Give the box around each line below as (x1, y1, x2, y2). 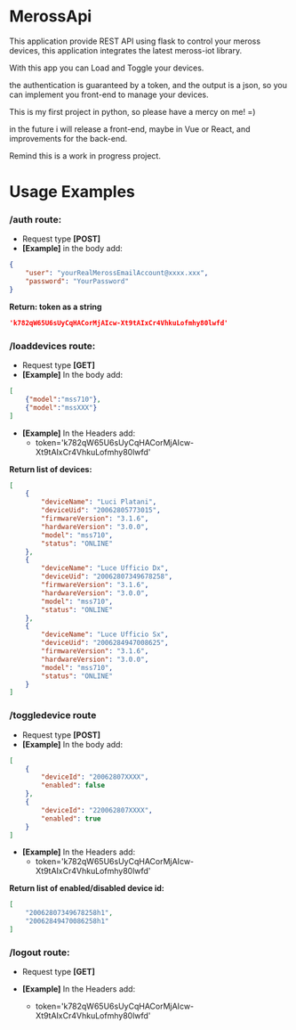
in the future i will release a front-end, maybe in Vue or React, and (9, 123, 251, 135)
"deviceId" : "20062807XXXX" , (41, 772, 149, 781)
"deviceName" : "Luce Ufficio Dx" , (41, 564, 169, 573)
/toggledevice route (9, 709, 97, 722)
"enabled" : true (41, 813, 101, 823)
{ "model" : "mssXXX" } (25, 403, 98, 412)
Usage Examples (9, 182, 136, 202)
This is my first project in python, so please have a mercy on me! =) (9, 106, 256, 117)
